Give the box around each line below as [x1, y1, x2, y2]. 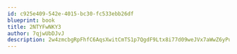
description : [7, 36, 46, 43]
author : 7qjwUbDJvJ [7, 29, 65, 37]
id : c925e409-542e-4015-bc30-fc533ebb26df [7, 10, 134, 18]
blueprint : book [7, 17, 55, 24]
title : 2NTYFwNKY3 [7, 23, 61, 30]
